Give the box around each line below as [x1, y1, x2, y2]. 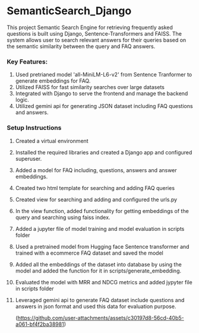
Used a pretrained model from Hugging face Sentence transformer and [15, 243, 189, 250]
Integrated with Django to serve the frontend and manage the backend [15, 90, 188, 97]
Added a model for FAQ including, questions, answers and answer [15, 166, 177, 173]
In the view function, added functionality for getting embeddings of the [15, 207, 189, 214]
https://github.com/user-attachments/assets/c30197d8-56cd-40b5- [17, 314, 184, 321]
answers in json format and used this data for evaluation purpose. [15, 303, 176, 310]
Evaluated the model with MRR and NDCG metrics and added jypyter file [15, 278, 192, 286]
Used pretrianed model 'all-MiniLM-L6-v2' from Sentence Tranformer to [15, 71, 192, 78]
